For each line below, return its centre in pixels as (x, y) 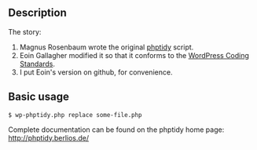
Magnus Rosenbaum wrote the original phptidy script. (106, 47)
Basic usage (39, 97)
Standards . (37, 64)
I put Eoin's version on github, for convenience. (96, 72)
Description (37, 13)
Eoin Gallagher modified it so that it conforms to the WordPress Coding (134, 55)
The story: (25, 31)
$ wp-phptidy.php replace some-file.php (75, 115)
